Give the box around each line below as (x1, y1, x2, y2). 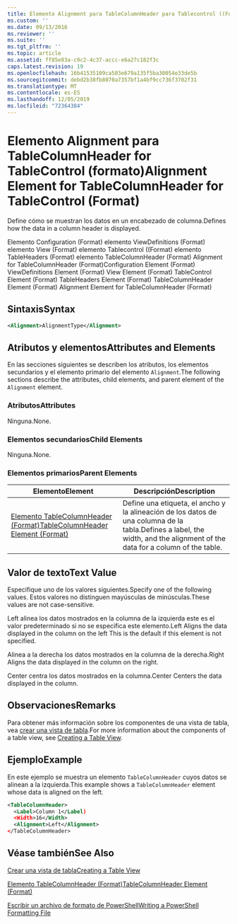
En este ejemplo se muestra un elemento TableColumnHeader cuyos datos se (7, 773, 227, 781)
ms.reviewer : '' (7, 30, 55, 37)
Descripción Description (133, 486, 215, 496)
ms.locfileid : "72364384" (7, 103, 83, 110)
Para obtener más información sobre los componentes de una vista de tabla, (7, 718, 229, 727)
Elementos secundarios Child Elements (7, 434, 143, 444)
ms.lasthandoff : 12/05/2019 (7, 96, 90, 103)
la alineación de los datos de (122, 507, 217, 517)
